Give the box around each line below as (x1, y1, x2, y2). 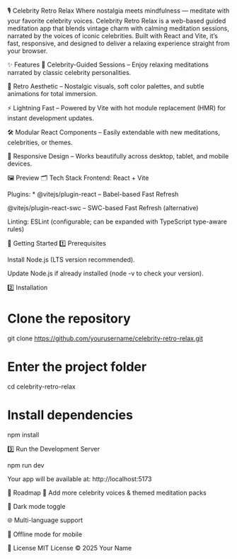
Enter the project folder (7, 359, 147, 375)
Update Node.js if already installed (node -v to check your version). (7, 269, 204, 277)
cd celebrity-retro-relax (7, 382, 76, 391)
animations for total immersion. (7, 90, 98, 98)
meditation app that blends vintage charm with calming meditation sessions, (7, 24, 230, 33)
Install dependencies (7, 407, 133, 423)
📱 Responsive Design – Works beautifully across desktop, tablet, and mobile (7, 152, 229, 160)
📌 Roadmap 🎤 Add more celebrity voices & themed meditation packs (7, 488, 207, 497)
